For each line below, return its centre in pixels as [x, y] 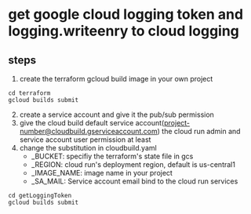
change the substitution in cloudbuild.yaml [88, 148]
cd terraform [29, 93]
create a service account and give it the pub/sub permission [116, 114]
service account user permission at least [85, 140]
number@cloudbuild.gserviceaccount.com [89, 131]
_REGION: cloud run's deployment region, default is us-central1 [133, 165]
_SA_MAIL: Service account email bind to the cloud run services [135, 181]
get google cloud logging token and [126, 15]
